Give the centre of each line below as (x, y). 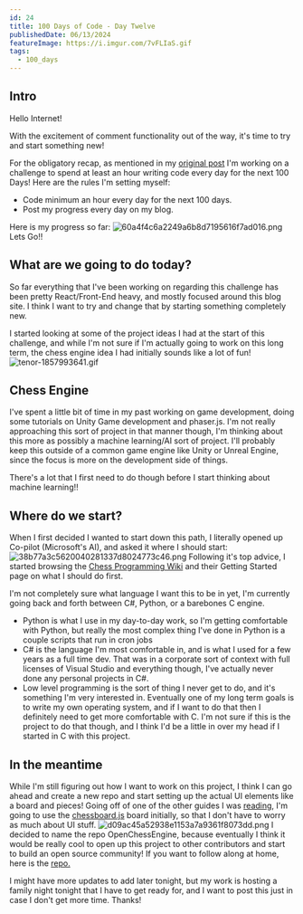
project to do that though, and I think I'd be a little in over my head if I (151, 727)
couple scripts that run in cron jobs (88, 640)
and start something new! (57, 145)
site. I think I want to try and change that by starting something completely (148, 306)
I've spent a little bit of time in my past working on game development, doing (152, 412)
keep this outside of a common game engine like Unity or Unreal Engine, (144, 451)
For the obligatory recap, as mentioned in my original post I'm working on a (149, 163)
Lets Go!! (26, 236)
